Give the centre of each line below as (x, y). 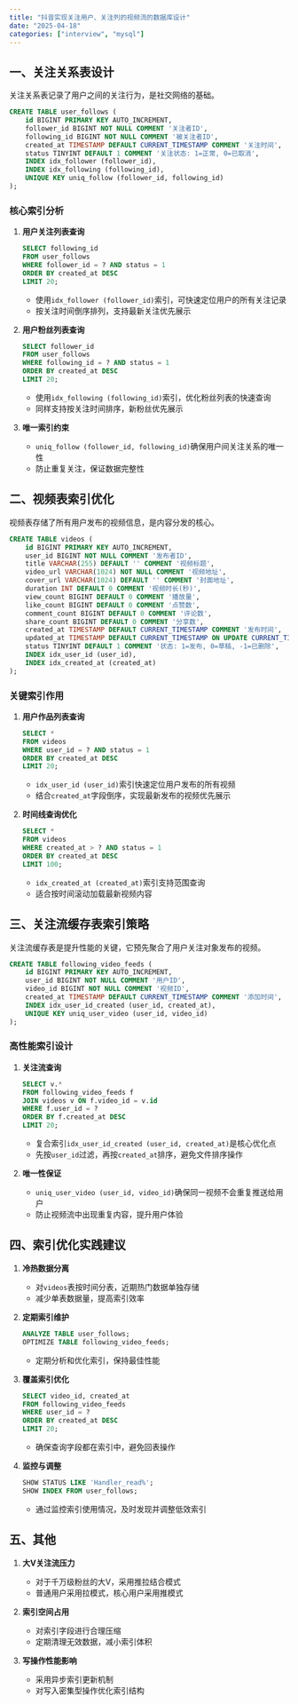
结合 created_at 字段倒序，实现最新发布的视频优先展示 (133, 796)
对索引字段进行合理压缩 (78, 1630)
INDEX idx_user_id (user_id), (81, 655)
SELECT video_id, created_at (76, 1396)
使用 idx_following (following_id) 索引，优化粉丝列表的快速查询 (153, 397)
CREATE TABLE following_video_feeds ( (81, 964)
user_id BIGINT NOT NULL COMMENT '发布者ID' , (109, 556)
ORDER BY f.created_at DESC (74, 1117)
